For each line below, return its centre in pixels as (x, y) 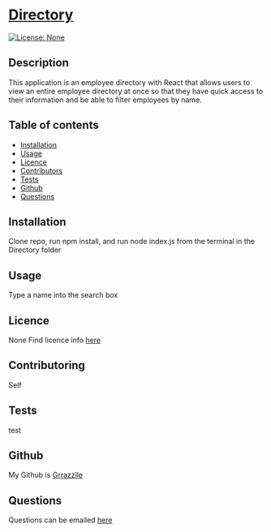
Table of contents (54, 125)
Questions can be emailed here (60, 520)
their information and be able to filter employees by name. (105, 100)
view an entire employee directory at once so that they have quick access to (136, 91)
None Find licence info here (55, 340)
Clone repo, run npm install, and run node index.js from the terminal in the (132, 242)
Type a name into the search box (63, 295)
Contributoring (47, 365)
